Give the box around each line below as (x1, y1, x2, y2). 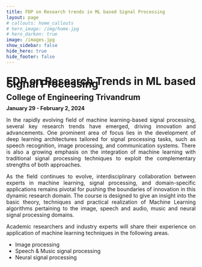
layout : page (6, 14, 39, 20)
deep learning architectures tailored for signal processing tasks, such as (6, 135, 196, 142)
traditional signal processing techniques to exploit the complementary (6, 154, 196, 162)
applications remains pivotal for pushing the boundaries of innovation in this (6, 185, 196, 193)
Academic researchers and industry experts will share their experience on (6, 222, 196, 230)
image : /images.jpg (6, 37, 55, 43)
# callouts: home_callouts (6, 20, 74, 26)
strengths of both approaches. (6, 161, 82, 168)
